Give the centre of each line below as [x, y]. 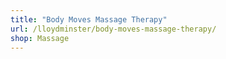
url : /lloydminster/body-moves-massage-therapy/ [113, 29]
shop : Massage [40, 38]
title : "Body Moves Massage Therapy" [89, 19]
